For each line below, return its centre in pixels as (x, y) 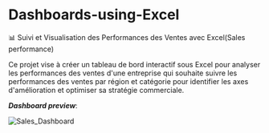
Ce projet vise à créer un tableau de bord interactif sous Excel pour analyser (134, 64)
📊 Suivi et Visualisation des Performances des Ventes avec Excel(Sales (127, 37)
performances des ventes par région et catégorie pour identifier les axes (128, 81)
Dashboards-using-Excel (94, 15)
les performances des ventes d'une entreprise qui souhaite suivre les (123, 73)
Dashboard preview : (43, 105)
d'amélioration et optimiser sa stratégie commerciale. (96, 90)
